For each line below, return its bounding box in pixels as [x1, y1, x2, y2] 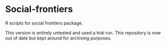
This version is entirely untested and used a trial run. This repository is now [5, 29, 161, 35]
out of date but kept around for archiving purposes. [5, 35, 112, 41]
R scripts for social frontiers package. [5, 20, 83, 26]
